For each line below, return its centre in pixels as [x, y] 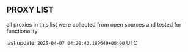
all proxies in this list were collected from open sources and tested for [94, 24]
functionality [22, 31]
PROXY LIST [30, 10]
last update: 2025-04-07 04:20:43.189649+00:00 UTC [72, 42]
